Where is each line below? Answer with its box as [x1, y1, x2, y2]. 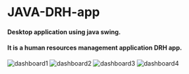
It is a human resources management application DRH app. [7, 43, 183, 52]
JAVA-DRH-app [7, 4, 100, 20]
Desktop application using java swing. [7, 27, 121, 36]
